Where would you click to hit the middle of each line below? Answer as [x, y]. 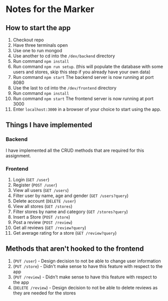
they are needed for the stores [44, 293]
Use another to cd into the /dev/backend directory [64, 56]
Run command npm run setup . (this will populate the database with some [88, 67]
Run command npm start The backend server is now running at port [83, 77]
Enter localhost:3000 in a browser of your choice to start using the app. [87, 109]
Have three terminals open [40, 45]
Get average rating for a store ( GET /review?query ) [65, 233]
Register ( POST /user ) [35, 185]
